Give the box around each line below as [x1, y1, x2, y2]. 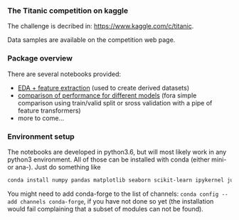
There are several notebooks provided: [7, 70, 122, 78]
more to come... [17, 113, 65, 122]
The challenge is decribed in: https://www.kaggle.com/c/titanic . [7, 22, 194, 31]
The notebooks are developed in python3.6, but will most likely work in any [7, 147, 227, 156]
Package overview [7, 53, 73, 63]
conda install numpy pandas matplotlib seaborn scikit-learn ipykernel [7, 177, 224, 184]
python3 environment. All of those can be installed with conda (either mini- [7, 155, 227, 164]
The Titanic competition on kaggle [7, 6, 129, 16]
